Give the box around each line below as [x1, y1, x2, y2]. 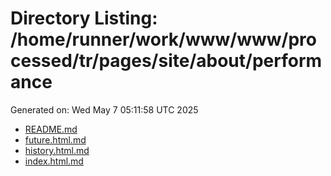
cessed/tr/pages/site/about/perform [10, 50, 323, 72]
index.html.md [24, 155, 84, 167]
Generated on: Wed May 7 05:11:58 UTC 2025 [10, 103, 199, 116]
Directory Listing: [10, 7, 158, 30]
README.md [24, 123, 78, 135]
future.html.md [24, 133, 87, 146]
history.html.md [24, 144, 90, 156]
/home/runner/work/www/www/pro [10, 28, 317, 51]
